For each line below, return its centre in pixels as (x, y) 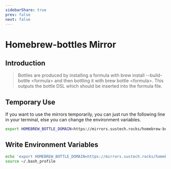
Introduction (25, 63)
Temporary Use (30, 102)
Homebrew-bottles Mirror (61, 44)
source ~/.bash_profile (31, 161)
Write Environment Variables (52, 145)
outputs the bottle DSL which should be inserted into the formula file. (90, 86)
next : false (18, 19)
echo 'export (19, 156)
